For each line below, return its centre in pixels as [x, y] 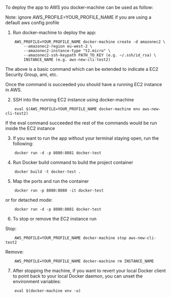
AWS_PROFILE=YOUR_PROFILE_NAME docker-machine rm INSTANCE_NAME [84, 261]
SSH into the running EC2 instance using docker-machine [73, 100]
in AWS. [14, 90]
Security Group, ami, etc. [31, 74]
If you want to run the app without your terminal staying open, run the [86, 138]
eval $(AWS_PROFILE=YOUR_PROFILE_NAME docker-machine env [77, 109]
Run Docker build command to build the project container [73, 162]
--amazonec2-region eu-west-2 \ [58, 46]
